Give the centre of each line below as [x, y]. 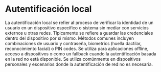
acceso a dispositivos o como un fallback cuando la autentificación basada [81, 54]
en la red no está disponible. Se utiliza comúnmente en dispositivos [73, 59]
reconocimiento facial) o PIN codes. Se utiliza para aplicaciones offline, [77, 48]
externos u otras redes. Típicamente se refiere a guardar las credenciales [79, 33]
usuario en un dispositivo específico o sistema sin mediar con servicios [77, 27]
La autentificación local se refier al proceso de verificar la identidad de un [79, 23]
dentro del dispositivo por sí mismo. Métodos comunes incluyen [69, 38]
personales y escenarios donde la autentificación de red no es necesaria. [79, 64]
